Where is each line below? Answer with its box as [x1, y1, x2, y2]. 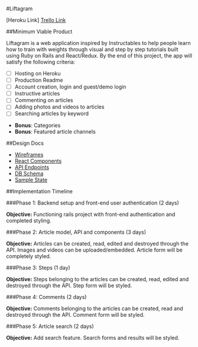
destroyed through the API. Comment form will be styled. [6, 311, 145, 319]
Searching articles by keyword [14, 110, 89, 117]
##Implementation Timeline [6, 188, 73, 195]
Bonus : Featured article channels [14, 128, 96, 135]
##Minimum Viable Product [6, 28, 73, 35]
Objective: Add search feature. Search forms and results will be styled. [6, 335, 180, 342]
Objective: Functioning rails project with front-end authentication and [6, 211, 176, 218]
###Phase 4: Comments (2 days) [6, 294, 87, 301]
